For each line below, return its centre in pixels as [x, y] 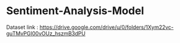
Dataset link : [22, 27]
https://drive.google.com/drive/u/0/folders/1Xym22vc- [107, 27]
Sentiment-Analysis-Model [75, 11]
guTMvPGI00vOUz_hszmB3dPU [46, 33]
